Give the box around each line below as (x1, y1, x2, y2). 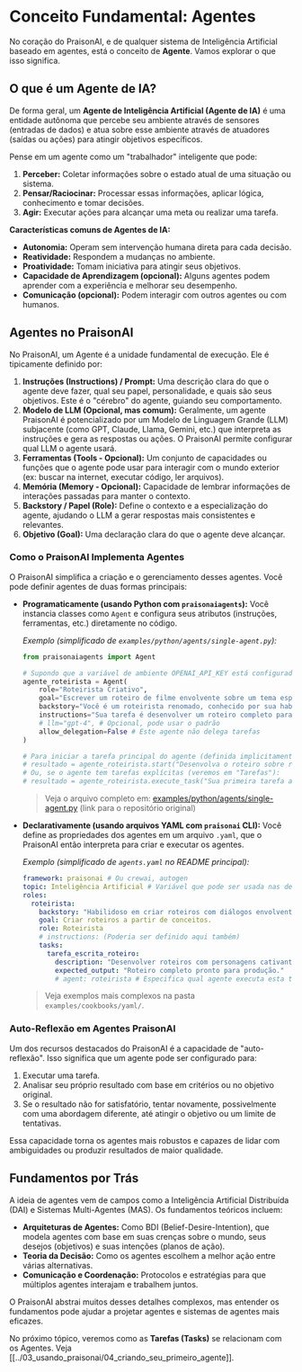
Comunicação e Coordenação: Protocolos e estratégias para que (22, 1270, 267, 1280)
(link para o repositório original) (79, 803, 196, 814)
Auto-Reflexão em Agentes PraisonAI (9, 1022, 176, 1035)
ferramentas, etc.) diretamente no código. (22, 618, 178, 628)
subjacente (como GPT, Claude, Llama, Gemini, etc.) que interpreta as (22, 423, 281, 434)
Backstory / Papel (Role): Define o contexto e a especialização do (22, 500, 268, 511)
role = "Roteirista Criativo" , (39, 685, 148, 694)
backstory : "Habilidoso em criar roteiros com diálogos (39, 907, 253, 916)
